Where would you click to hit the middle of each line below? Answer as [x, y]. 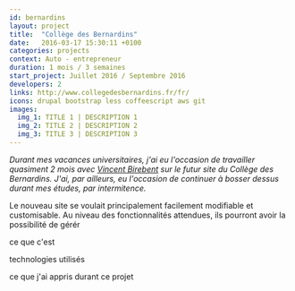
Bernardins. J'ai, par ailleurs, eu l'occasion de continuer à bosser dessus [144, 178]
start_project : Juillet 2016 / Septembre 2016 [97, 76]
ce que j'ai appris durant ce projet [72, 276]
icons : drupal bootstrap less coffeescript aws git [107, 101]
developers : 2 [36, 84]
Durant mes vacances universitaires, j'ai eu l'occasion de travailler [132, 159]
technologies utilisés [47, 259]
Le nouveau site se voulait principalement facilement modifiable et [131, 205]
